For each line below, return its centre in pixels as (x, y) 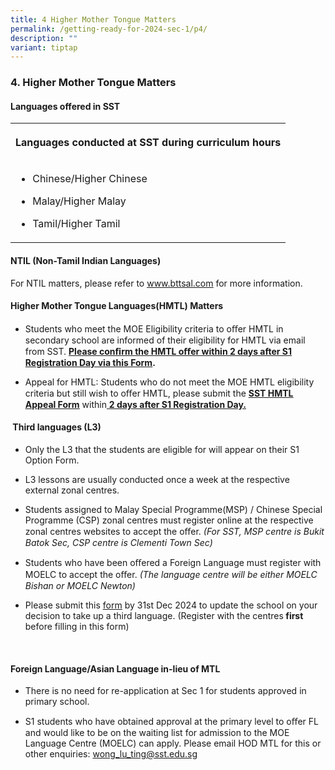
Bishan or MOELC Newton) (80, 585)
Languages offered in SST (65, 106)
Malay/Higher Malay (79, 201)
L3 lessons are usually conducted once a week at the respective (157, 479)
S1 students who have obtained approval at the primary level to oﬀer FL (171, 722)
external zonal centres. (72, 490)
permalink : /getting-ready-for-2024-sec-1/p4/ (109, 29)
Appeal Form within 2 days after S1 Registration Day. (135, 404)
